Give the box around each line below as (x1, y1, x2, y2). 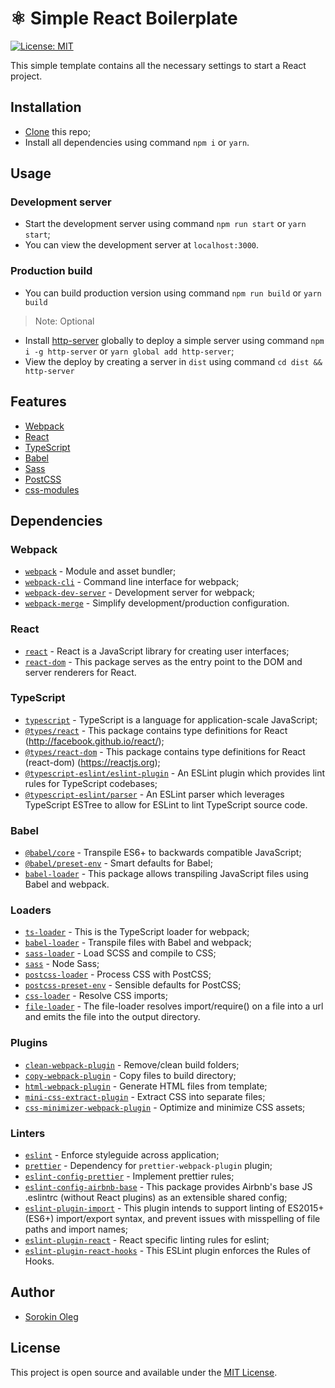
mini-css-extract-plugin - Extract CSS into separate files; (24, 1090, 266, 1102)
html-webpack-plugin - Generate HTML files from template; (24, 1080, 268, 1092)
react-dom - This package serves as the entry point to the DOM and (24, 655, 303, 667)
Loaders (10, 903, 52, 917)
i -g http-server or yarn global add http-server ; (24, 345, 235, 357)
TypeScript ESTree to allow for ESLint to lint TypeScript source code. (24, 798, 308, 811)
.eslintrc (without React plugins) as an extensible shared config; (24, 1192, 288, 1204)
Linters (10, 1126, 46, 1140)
